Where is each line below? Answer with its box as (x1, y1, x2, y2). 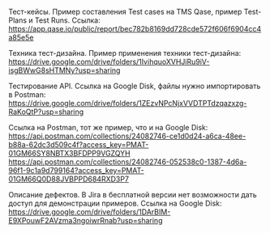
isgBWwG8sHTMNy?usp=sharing (8, 66, 121, 75)
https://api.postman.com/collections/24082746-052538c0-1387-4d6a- (8, 157, 247, 167)
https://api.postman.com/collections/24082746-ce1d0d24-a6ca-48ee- (8, 131, 246, 141)
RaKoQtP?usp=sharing (8, 107, 84, 116)
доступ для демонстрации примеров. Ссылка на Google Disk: (8, 198, 222, 208)
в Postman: (8, 90, 46, 100)
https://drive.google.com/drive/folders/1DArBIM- (8, 207, 171, 217)
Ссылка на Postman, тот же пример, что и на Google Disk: (8, 123, 208, 132)
